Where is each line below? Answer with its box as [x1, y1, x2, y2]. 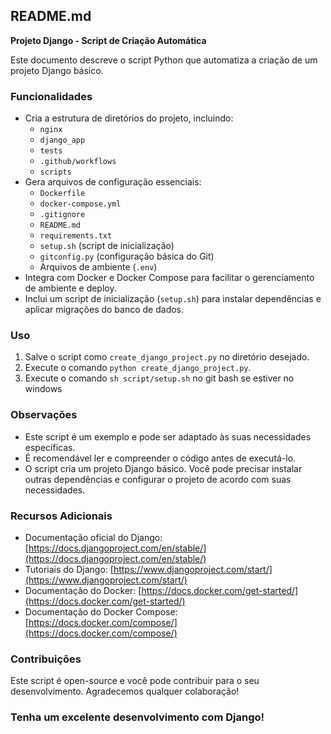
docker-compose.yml [39, 199, 122, 209]
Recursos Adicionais [10, 509, 113, 523]
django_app [39, 135, 86, 146]
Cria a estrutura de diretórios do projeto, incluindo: [24, 112, 234, 124]
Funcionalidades [10, 89, 93, 103]
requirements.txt [39, 231, 113, 241]
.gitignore [39, 210, 86, 220]
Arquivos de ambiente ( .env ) [39, 261, 158, 273]
